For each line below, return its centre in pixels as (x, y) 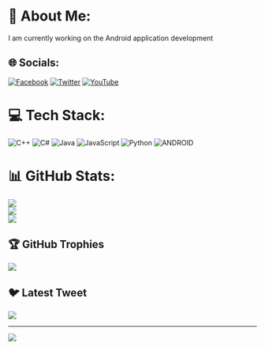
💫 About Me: (50, 16)
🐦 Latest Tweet (48, 293)
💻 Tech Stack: (57, 115)
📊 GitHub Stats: (62, 176)
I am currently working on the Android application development (111, 38)
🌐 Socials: (34, 63)
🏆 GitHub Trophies (56, 245)
